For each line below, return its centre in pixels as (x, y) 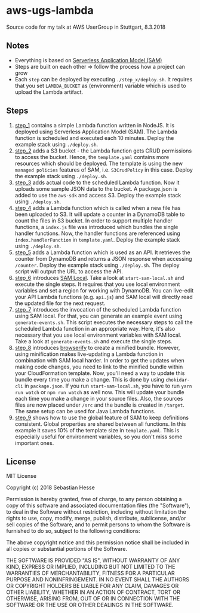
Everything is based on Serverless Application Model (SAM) (88, 60)
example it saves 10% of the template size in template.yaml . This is (97, 430)
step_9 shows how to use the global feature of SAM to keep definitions (102, 417)
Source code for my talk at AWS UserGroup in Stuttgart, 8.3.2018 (86, 27)
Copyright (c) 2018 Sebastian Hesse (51, 487)
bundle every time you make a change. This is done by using (90, 379)
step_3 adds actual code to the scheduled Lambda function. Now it (97, 182)
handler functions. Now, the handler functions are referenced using (97, 233)
